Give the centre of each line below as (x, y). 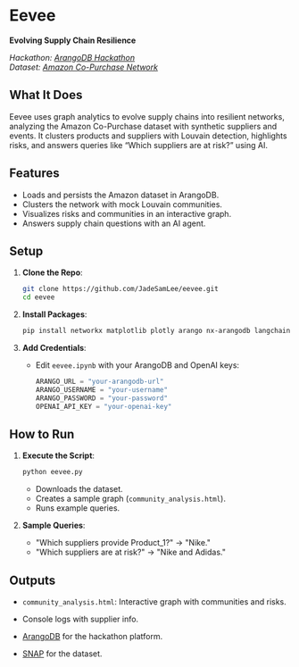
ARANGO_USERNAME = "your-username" (101, 389)
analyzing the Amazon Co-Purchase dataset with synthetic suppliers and (143, 126)
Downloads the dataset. (79, 489)
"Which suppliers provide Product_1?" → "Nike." (123, 543)
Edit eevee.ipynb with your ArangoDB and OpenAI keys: (137, 365)
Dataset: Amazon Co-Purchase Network (84, 67)
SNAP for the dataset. (62, 654)
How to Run (42, 434)
